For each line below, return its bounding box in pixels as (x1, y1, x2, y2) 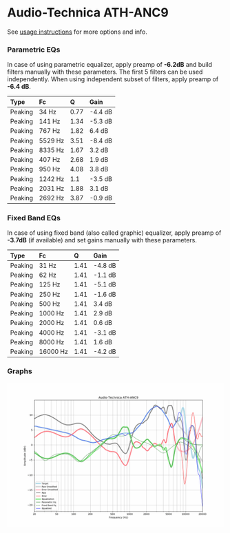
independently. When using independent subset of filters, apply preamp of (7, 75, 219, 83)
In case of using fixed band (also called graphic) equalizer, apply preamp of (7, 229, 222, 237)
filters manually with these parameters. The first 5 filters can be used (7, 67, 203, 76)
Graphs (7, 366, 32, 376)
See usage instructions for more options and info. (7, 28, 148, 36)
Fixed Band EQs (7, 213, 61, 222)
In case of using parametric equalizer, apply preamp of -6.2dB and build (7, 61, 212, 69)
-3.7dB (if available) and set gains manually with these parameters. (7, 236, 198, 244)
